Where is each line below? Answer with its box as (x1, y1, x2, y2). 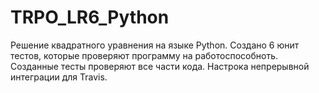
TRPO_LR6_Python (10, 6, 170, 29)
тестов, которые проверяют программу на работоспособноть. (10, 49, 279, 61)
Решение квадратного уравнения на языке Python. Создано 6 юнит (10, 39, 300, 51)
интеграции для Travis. (10, 71, 108, 83)
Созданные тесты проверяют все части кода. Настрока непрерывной (10, 60, 310, 72)
